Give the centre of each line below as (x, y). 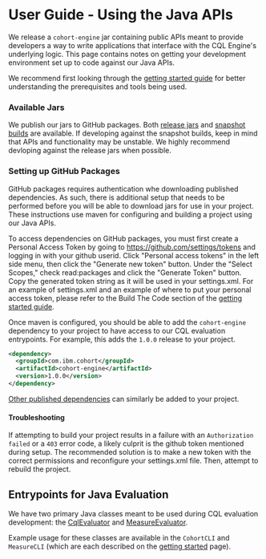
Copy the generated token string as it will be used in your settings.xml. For (131, 281)
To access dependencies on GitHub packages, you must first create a (123, 238)
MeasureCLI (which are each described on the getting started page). (119, 546)
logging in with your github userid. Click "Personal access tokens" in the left (133, 255)
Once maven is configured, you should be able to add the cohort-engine (127, 322)
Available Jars (36, 107)
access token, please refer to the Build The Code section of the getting (125, 298)
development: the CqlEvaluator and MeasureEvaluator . (98, 522)
